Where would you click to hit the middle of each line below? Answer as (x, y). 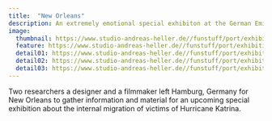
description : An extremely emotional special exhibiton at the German (130, 23)
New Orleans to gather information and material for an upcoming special (129, 100)
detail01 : (32, 53)
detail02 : (32, 61)
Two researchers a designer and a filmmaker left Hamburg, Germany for (128, 91)
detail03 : (32, 69)
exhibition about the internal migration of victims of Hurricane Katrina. (125, 108)
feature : (30, 46)
